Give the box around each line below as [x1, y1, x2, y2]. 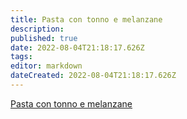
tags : [10, 52, 33, 62]
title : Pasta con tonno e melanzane [10, 14, 163, 25]
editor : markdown [10, 61, 83, 71]
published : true [10, 33, 78, 43]
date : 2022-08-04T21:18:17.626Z [10, 42, 145, 53]
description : [10, 24, 65, 34]
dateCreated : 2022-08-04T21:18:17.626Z [10, 71, 177, 81]
